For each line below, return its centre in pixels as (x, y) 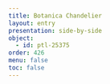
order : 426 (26, 53)
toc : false (26, 68)
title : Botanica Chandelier (55, 16)
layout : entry (32, 23)
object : (21, 38)
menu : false (28, 61)
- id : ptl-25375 (43, 46)
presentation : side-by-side (55, 30)
